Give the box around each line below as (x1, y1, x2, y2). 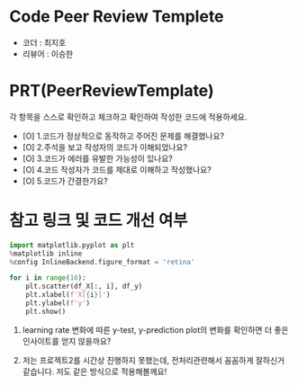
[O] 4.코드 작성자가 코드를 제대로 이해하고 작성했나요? (22, 164, 212, 175)
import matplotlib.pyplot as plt (9, 240, 135, 249)
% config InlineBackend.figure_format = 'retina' (9, 257, 195, 266)
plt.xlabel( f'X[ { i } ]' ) (25, 291, 111, 300)
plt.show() (25, 307, 67, 316)
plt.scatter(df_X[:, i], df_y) (25, 282, 143, 291)
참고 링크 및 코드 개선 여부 (9, 210, 188, 231)
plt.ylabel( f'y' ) (25, 299, 91, 308)
